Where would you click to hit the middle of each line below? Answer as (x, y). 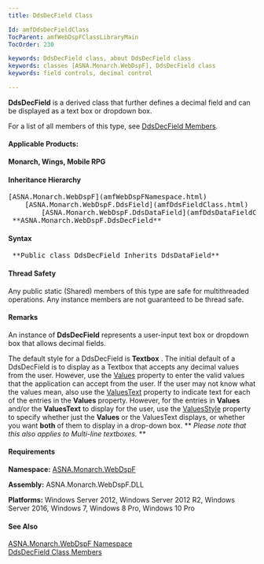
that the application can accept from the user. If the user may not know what (132, 384)
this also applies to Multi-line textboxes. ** (77, 433)
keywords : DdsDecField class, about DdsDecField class (100, 59)
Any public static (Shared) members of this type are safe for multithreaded (128, 291)
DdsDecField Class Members (55, 552)
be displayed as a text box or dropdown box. (80, 110)
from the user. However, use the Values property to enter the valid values (126, 375)
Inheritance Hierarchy (44, 180)
